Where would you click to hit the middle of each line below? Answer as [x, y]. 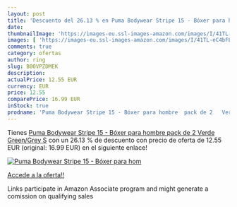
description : [26, 73]
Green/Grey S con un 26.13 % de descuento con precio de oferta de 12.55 [115, 140]
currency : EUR [28, 86]
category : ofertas [34, 54]
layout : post [26, 14]
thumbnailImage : [31, 34]
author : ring [26, 60]
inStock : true [28, 106]
